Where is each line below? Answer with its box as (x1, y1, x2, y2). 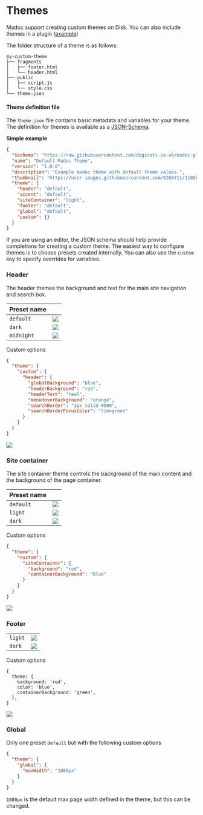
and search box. (6, 291, 47, 298)
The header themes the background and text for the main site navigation (6, 284, 187, 291)
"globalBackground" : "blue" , (28, 380, 101, 386)
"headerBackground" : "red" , (28, 385, 98, 392)
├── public (6, 74, 34, 80)
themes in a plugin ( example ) (6, 30, 79, 37)
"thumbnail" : (11, 175, 45, 181)
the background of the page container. (6, 476, 103, 484)
